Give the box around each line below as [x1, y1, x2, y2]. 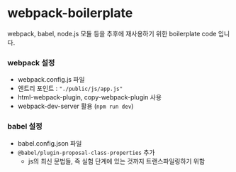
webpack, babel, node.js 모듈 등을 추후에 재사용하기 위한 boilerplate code [7, 29, 217, 38]
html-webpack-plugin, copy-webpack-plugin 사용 [17, 93, 162, 102]
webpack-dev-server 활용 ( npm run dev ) [17, 102, 134, 111]
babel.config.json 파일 [17, 139, 82, 147]
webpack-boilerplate [7, 5, 133, 21]
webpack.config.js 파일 [17, 75, 85, 84]
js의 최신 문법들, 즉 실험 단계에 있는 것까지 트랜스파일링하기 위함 [28, 156, 206, 165]
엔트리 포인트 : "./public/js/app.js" [17, 84, 123, 93]
